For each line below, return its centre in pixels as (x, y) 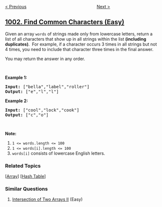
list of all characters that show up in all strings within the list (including (76, 39)
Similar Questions (26, 189)
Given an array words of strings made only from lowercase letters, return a (79, 34)
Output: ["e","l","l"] (32, 91)
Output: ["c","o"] (27, 115)
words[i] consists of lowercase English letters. (58, 153)
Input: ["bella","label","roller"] (47, 87)
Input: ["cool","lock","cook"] (42, 110)
